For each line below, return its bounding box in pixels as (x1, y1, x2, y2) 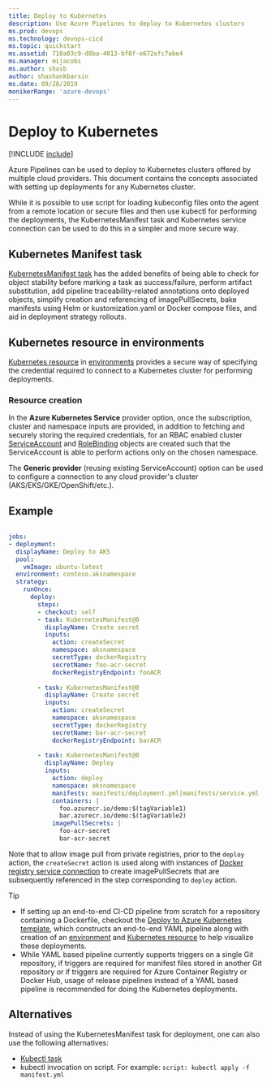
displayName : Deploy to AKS (15, 547, 111, 556)
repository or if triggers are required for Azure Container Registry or (19, 967, 247, 977)
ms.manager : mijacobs (8, 58, 82, 66)
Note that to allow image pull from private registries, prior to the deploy (8, 849, 245, 859)
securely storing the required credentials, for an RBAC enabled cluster (8, 430, 243, 440)
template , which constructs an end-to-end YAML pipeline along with (19, 923, 249, 934)
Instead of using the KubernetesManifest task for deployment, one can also (8, 1029, 260, 1039)
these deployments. (19, 941, 87, 951)
